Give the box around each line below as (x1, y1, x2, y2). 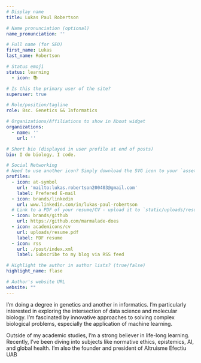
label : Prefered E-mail (17, 190, 77, 196)
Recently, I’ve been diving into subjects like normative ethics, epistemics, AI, (6, 338, 194, 345)
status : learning (6, 69, 50, 75)
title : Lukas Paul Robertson (6, 14, 79, 20)
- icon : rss (11, 241, 42, 247)
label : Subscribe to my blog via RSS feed (17, 251, 124, 258)
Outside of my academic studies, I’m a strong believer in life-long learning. (6, 331, 190, 339)
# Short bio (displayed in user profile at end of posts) (6, 146, 154, 152)
